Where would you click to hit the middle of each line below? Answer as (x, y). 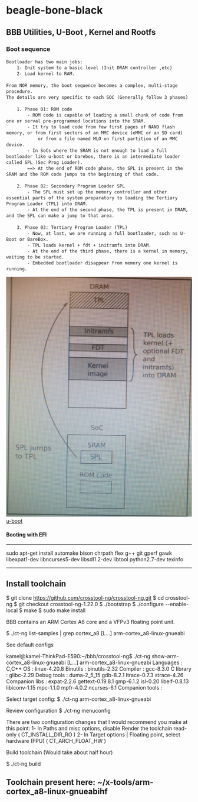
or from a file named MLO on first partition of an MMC (108, 139)
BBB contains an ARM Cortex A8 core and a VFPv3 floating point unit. (90, 622)
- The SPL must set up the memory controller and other (97, 192)
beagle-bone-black (55, 10)
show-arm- (165, 657)
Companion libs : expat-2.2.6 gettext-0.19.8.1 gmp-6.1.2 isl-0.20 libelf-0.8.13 (98, 681)
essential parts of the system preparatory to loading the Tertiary (92, 198)
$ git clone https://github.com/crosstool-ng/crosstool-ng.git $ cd (85, 598)
